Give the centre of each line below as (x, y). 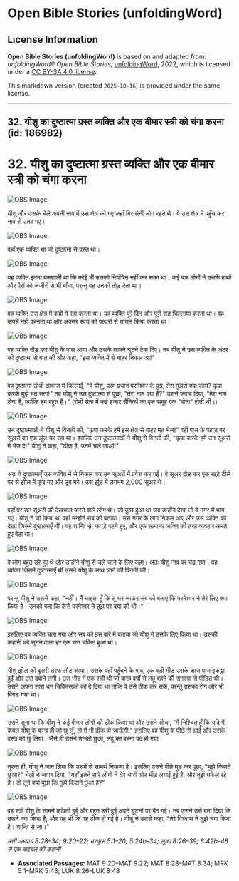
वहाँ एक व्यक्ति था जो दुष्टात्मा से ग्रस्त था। (54, 249)
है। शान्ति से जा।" (28, 827)
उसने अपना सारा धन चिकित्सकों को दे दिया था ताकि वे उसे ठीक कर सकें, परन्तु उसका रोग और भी (116, 686)
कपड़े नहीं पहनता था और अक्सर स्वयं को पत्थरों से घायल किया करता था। (89, 321)
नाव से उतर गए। (26, 222)
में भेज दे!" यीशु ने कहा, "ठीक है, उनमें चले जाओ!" (63, 446)
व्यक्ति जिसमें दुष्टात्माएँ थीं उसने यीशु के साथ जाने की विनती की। (79, 570)
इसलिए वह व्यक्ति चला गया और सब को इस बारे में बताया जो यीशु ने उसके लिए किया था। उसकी (113, 634)
